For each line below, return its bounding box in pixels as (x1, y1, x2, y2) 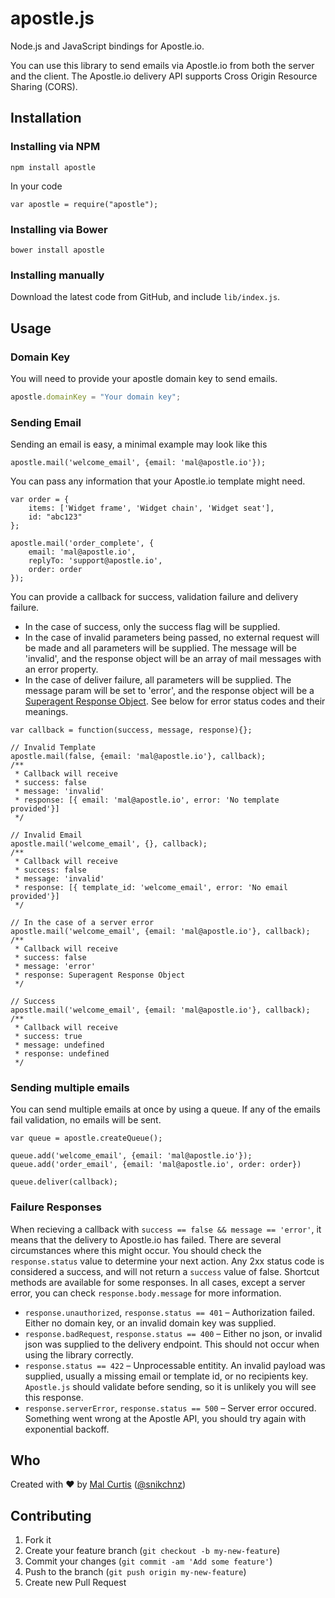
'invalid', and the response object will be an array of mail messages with (24, 653, 322, 665)
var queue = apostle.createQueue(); (10, 1133, 163, 1144)
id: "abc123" (28, 512, 83, 522)
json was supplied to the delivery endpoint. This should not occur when (24, 1338, 320, 1350)
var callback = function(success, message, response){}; (10, 725, 253, 736)
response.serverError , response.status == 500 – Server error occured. (24, 1402, 317, 1414)
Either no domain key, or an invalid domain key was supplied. (24, 1317, 277, 1329)
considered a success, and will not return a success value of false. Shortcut (10, 1265, 320, 1277)
